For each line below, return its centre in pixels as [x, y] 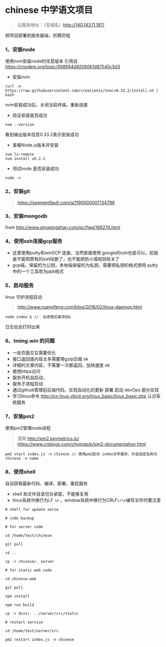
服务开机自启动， [30, 377]
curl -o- [14, 86]
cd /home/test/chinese [28, 536]
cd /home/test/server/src [32, 631]
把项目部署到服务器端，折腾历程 [38, 35]
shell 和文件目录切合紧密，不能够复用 [50, 494]
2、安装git [18, 191]
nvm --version [20, 125]
